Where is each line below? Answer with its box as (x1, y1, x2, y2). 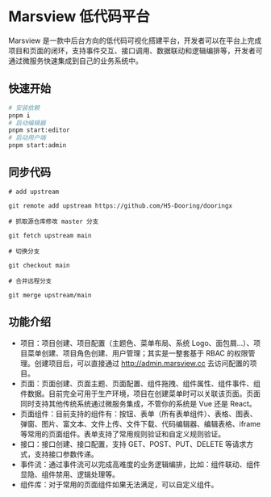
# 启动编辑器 (8, 119, 46, 127)
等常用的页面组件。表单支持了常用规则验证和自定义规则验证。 (19, 429, 226, 439)
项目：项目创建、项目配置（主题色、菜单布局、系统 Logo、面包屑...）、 (19, 338, 254, 347)
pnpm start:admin (8, 141, 67, 150)
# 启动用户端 (8, 134, 46, 142)
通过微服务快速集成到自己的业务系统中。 (8, 56, 143, 65)
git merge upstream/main (8, 291, 92, 299)
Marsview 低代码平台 (8, 7, 151, 26)
